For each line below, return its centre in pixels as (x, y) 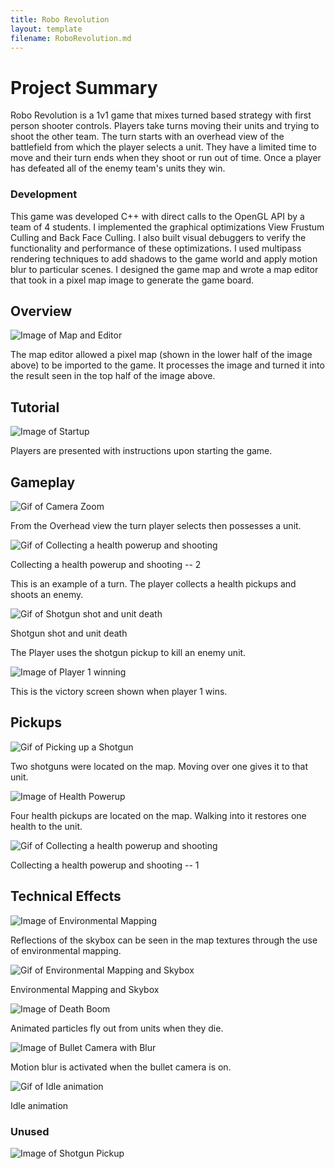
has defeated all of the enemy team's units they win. (118, 168)
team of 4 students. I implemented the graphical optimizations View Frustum (167, 227)
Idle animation (39, 1105)
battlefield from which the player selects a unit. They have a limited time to (163, 147)
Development (44, 194)
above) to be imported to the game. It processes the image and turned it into (167, 365)
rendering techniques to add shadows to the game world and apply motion (164, 258)
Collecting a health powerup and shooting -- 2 (106, 565)
